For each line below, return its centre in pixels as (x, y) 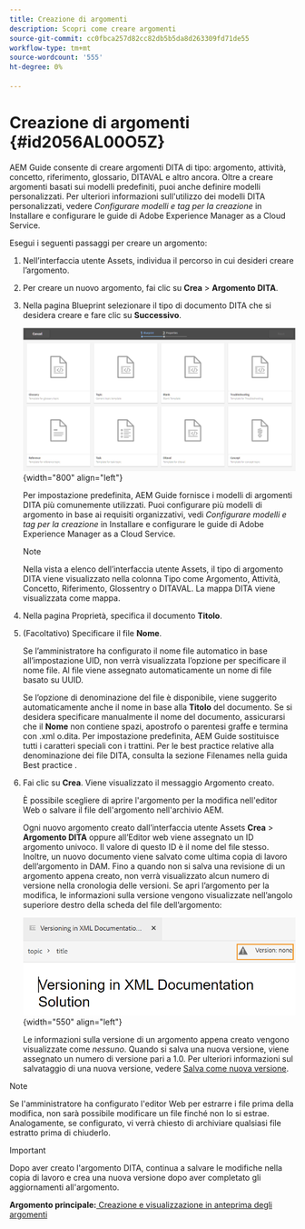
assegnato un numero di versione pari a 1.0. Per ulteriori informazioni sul (157, 1059)
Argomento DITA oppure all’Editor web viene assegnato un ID (138, 837)
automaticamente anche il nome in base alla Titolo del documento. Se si (157, 707)
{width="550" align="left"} (72, 1022)
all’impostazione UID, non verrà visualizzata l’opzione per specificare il (154, 661)
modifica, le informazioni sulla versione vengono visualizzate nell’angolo (157, 895)
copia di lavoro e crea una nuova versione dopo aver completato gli (135, 1178)
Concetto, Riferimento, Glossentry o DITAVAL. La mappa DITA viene (149, 589)
